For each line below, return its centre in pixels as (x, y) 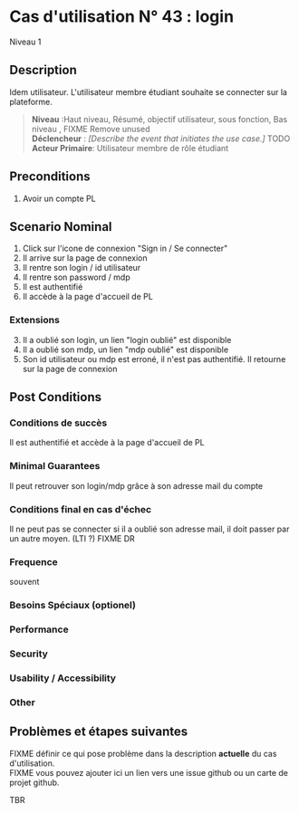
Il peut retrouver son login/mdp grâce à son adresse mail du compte (136, 485)
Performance (39, 629)
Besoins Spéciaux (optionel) (73, 606)
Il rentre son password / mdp (76, 277)
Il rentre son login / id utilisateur (82, 268)
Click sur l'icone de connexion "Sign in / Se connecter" (125, 249)
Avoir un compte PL (59, 198)
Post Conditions (56, 397)
